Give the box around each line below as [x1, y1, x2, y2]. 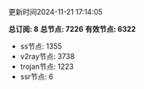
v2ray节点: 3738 [19, 52, 75, 61]
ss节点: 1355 [19, 41, 62, 51]
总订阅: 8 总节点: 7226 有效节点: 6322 [8, 24, 136, 34]
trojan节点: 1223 [19, 61, 74, 71]
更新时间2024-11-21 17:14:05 [8, 7, 103, 16]
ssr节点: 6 [19, 72, 54, 81]
